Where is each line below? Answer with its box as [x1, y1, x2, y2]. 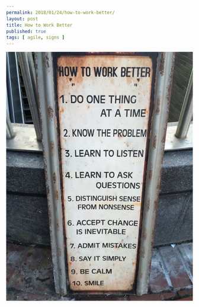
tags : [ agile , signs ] [6, 34, 65, 41]
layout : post [6, 15, 38, 22]
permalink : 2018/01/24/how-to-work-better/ [6, 9, 115, 15]
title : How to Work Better [6, 22, 73, 28]
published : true [6, 28, 46, 34]
